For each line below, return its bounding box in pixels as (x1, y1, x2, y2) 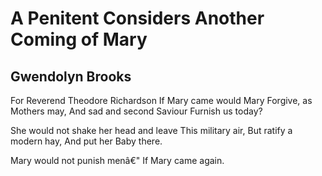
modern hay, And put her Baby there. (10, 135, 163, 147)
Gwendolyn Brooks (10, 68, 132, 85)
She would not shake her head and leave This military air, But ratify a (10, 125, 293, 136)
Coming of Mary (10, 28, 148, 51)
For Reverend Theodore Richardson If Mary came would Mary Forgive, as (10, 95, 313, 106)
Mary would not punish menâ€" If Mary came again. (10, 155, 225, 166)
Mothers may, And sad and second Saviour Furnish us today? (10, 105, 263, 117)
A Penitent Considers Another (10, 7, 265, 30)
